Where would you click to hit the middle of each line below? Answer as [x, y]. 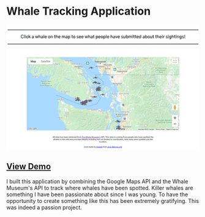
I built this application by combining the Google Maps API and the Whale [97, 181]
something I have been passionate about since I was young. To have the [97, 194]
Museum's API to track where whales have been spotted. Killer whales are [100, 188]
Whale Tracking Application [79, 11]
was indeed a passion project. [44, 207]
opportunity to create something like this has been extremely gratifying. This [103, 200]
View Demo [29, 167]
